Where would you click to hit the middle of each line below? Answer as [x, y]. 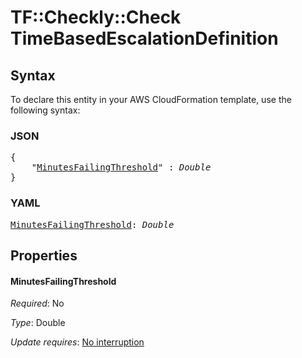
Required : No [37, 303]
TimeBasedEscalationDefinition [144, 38]
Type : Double [38, 323]
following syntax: [45, 110]
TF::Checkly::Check [96, 17]
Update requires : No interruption [77, 342]
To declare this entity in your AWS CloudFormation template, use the [151, 99]
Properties [44, 255]
